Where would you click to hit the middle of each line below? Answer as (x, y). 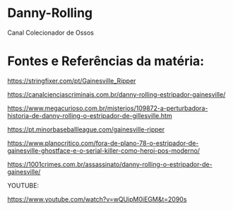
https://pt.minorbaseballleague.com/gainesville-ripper (86, 129)
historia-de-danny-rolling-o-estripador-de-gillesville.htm (90, 115)
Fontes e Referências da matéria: (106, 61)
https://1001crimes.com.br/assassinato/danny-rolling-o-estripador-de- (110, 164)
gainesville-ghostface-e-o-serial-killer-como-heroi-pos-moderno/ (103, 151)
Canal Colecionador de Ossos (50, 33)
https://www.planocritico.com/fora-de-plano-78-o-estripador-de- (103, 143)
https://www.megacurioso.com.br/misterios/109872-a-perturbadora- (108, 108)
